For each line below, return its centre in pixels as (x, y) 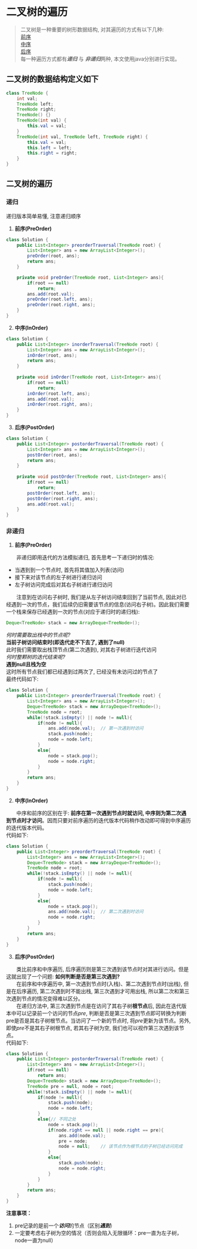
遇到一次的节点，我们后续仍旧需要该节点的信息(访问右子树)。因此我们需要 (100, 605)
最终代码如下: (23, 679)
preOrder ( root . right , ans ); (61, 305)
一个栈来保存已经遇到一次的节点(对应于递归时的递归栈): (73, 612)
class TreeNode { (27, 93)
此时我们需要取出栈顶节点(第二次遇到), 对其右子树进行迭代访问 (81, 649)
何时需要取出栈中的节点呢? (38, 635)
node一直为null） (35, 1240)
